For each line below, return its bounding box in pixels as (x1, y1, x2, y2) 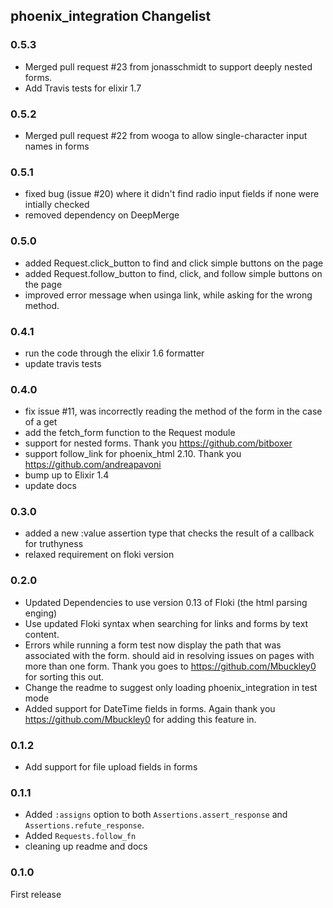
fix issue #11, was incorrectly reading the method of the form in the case (24, 405, 323, 418)
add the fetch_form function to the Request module (24, 427, 236, 439)
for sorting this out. (24, 670, 105, 683)
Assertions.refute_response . (24, 819, 145, 831)
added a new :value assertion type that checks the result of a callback (24, 527, 315, 539)
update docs (24, 480, 77, 492)
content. (24, 628, 60, 640)
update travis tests (24, 357, 102, 369)
